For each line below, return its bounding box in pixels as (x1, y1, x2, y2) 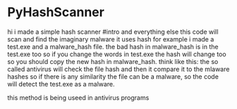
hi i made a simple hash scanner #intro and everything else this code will (7, 27, 219, 36)
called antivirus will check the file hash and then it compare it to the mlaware (7, 65, 230, 73)
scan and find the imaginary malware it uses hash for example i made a (7, 34, 214, 43)
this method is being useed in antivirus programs (7, 93, 150, 102)
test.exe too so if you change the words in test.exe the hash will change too (7, 50, 227, 58)
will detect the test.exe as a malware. (7, 79, 115, 88)
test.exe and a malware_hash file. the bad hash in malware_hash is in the (7, 42, 219, 51)
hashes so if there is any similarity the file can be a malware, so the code (7, 72, 219, 81)
